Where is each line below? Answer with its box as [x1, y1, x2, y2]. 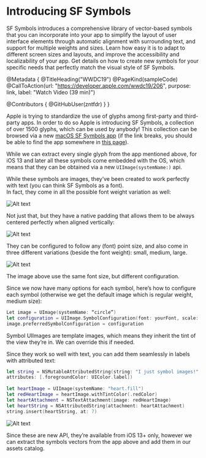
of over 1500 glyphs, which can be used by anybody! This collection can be [6, 125, 197, 132]
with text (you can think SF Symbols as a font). [6, 181, 124, 189]
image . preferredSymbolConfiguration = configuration [6, 321, 144, 327]
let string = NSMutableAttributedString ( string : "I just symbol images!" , [6, 368, 202, 375]
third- [184, 112, 199, 120]
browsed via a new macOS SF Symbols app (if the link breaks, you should [6, 132, 193, 139]
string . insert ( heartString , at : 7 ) [6, 408, 97, 414]
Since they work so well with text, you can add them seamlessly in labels [6, 350, 190, 357]
